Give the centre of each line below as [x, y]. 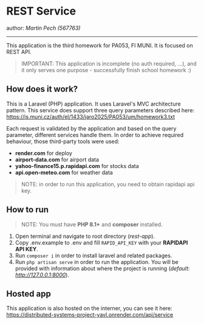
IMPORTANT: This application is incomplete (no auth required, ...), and [109, 63]
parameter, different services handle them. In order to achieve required [95, 135]
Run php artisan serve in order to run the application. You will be [97, 262]
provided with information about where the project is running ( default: [102, 268]
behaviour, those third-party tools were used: [63, 141]
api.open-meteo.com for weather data [64, 172]
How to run [28, 210]
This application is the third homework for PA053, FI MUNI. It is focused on [100, 45]
